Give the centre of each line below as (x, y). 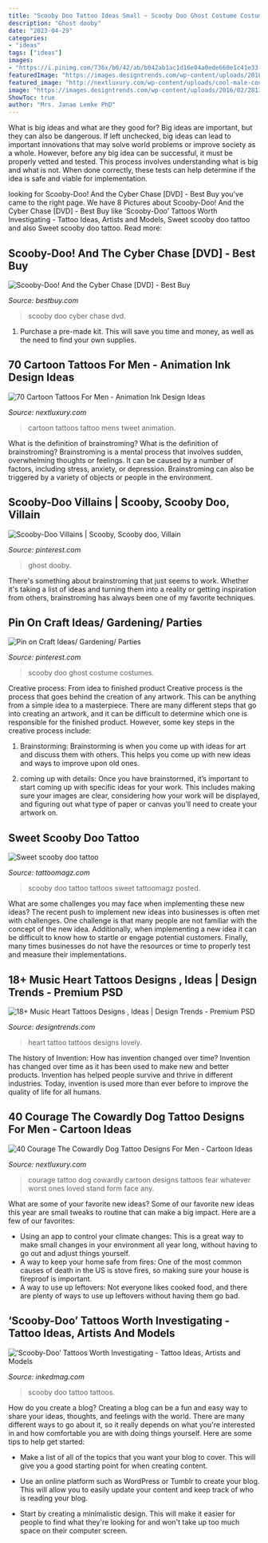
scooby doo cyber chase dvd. (77, 316)
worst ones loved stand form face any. (91, 1188)
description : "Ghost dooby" (55, 23)
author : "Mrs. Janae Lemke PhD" (62, 105)
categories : (28, 38)
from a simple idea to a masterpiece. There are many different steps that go (132, 705)
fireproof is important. (56, 1278)
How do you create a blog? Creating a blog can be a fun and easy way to (128, 1407)
